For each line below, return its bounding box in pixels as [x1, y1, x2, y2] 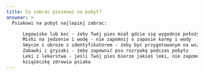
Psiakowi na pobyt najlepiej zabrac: [12, 20, 107, 26]
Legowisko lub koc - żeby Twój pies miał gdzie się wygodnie [22, 31, 181, 37]
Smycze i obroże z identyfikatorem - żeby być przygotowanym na [22, 42, 189, 48]
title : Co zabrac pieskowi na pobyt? [6, 8, 102, 15]
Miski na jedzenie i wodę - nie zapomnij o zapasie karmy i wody [22, 37, 191, 43]
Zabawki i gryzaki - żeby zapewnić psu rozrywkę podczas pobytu [22, 48, 189, 54]
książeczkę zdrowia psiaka [22, 58, 91, 65]
